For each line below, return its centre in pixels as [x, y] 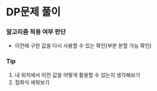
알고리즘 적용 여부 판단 [36, 32]
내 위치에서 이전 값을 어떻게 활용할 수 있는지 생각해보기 [77, 75]
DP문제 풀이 [34, 12]
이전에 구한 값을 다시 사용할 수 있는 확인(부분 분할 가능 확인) [83, 46]
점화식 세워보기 [32, 82]
